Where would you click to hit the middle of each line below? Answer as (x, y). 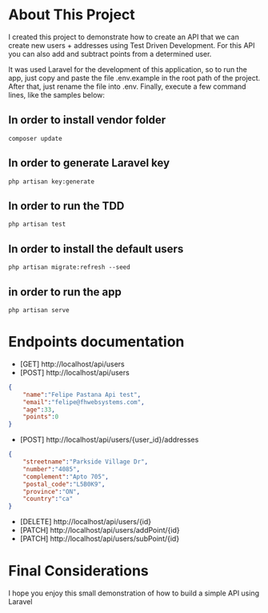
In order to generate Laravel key (89, 163)
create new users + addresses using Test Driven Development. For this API (132, 45)
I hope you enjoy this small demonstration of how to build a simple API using (134, 593)
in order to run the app (65, 292)
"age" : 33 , (39, 410)
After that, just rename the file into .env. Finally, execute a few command (127, 86)
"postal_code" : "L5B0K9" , (64, 484)
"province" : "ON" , (52, 491)
